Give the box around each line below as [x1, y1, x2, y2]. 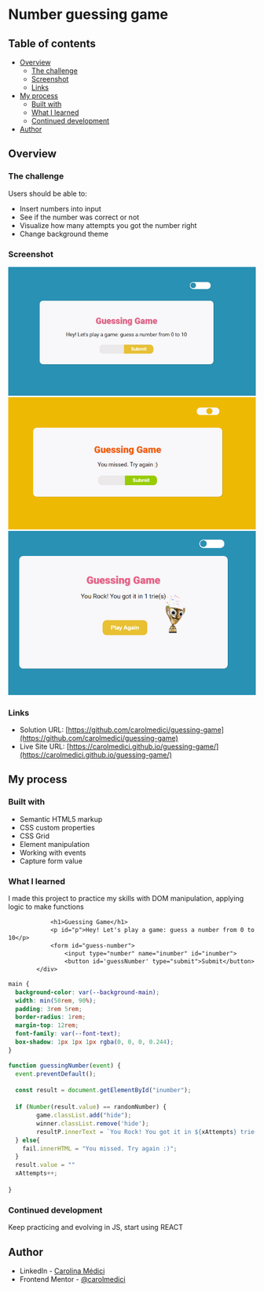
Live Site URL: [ [19, 742, 70, 751]
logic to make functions [8, 902, 84, 911]
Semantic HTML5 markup [19, 814, 103, 823]
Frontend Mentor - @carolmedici [19, 1274, 126, 1283]
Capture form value [19, 856, 82, 866]
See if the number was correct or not [19, 212, 140, 222]
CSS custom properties [19, 823, 96, 832]
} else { [15, 1136, 41, 1144]
